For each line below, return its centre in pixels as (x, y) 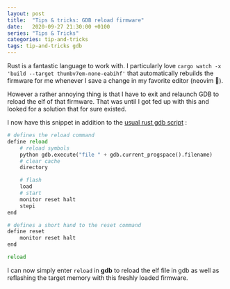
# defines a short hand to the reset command (74, 225)
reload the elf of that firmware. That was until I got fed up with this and (108, 101)
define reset (26, 232)
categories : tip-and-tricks (48, 40)
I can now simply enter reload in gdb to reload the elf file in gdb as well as (113, 270)
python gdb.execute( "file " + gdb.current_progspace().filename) (116, 155)
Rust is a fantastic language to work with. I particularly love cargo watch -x (114, 66)
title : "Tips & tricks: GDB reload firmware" (76, 20)
